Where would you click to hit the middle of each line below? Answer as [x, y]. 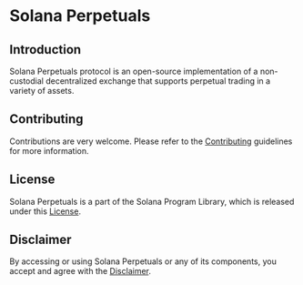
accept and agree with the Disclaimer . [81, 271]
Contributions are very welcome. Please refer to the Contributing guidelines [151, 141]
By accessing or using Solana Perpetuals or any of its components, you [143, 261]
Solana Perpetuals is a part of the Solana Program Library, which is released [152, 201]
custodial [26, 81]
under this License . [45, 211]
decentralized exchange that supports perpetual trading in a [158, 81]
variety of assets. [42, 91]
